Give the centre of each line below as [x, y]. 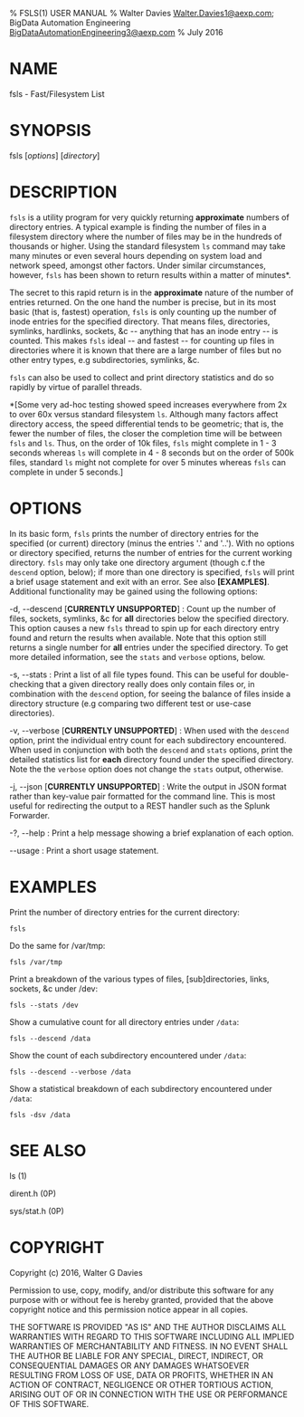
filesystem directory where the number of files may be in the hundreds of [146, 236]
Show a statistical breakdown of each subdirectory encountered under [141, 1088]
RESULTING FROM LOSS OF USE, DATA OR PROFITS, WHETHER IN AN [142, 1374]
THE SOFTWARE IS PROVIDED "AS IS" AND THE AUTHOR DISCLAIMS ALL [148, 1326]
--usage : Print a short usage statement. [84, 850]
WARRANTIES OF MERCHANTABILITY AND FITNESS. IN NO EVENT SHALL [149, 1346]
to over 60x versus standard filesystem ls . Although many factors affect [144, 414]
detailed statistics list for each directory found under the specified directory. [152, 759]
